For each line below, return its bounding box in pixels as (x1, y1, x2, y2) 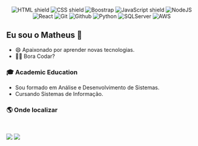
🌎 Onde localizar (6, 106, 58, 114)
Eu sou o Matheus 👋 (6, 30, 83, 40)
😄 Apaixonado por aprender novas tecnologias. (15, 46, 135, 53)
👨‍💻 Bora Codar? (15, 52, 56, 60)
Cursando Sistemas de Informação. (15, 90, 104, 98)
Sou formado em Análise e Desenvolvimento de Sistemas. (15, 84, 160, 91)
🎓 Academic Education (6, 68, 78, 76)
